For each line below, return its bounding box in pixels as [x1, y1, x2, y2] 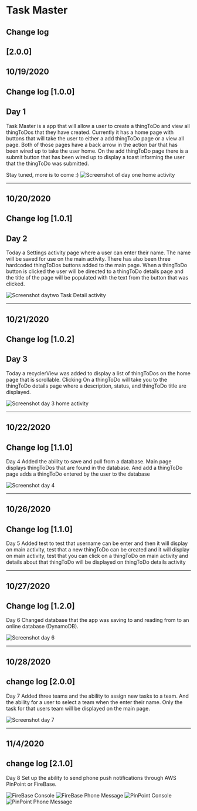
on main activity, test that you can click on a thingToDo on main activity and [6, 553, 189, 560]
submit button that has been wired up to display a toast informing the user [6, 153, 185, 160]
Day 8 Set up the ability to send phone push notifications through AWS [6, 774, 177, 781]
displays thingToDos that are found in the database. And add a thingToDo [6, 464, 183, 471]
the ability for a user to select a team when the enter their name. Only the [6, 698, 183, 705]
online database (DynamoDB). [6, 623, 79, 630]
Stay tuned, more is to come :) [6, 171, 79, 178]
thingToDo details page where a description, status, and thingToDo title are [6, 382, 186, 389]
